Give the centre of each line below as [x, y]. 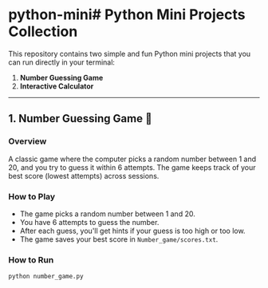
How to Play [32, 196]
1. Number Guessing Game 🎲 [81, 118]
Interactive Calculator [57, 86]
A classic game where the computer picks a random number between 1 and [132, 159]
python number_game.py [46, 277]
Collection [43, 32]
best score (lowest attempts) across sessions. [84, 176]
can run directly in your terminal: [62, 62]
